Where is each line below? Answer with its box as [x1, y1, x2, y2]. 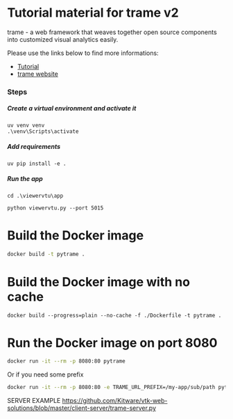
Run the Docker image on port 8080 [7, 335, 218, 351]
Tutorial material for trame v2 [7, 5, 179, 21]
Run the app [7, 175, 43, 183]
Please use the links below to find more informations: [7, 49, 159, 57]
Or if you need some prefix [7, 370, 84, 379]
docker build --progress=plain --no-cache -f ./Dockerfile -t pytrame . [7, 312, 222, 319]
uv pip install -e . [7, 160, 67, 167]
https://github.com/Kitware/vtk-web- [62, 397, 168, 405]
